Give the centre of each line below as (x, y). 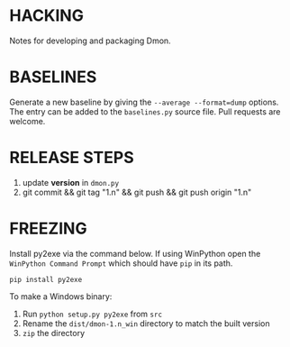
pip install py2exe (46, 279)
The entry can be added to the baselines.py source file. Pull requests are (145, 111)
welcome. (27, 121)
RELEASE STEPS (72, 158)
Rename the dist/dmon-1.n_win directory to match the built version (146, 323)
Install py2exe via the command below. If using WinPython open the (135, 253)
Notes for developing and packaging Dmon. (90, 41)
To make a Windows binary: (61, 296)
